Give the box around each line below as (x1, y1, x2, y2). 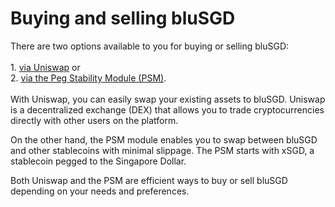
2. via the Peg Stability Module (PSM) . (10, 72, 167, 84)
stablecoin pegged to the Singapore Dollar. (10, 155, 187, 167)
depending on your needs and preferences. (10, 185, 190, 197)
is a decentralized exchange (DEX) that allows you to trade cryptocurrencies (10, 103, 325, 116)
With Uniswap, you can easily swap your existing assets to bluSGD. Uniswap (10, 93, 326, 105)
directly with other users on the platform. (10, 114, 179, 126)
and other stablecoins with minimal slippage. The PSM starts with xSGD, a (10, 144, 315, 156)
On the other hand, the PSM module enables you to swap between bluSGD (10, 133, 318, 146)
